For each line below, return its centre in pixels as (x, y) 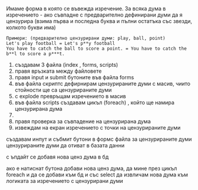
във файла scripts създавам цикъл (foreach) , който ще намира (95, 102)
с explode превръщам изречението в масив (70, 96)
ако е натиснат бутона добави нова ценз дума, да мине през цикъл (92, 168)
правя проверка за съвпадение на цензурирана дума (83, 121)
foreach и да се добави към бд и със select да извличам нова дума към (97, 175)
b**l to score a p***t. (36, 54)
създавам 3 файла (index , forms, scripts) (66, 65)
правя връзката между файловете (58, 71)
